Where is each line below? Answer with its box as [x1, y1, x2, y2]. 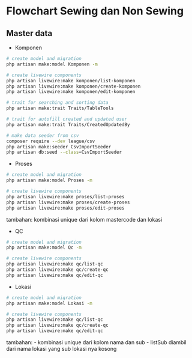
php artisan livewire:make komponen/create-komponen [6, 83, 141, 89]
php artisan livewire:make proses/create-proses [6, 199, 130, 205]
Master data [6, 28, 53, 38]
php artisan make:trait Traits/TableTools [6, 105, 114, 112]
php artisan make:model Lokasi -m [6, 300, 93, 306]
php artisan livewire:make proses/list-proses [6, 193, 125, 199]
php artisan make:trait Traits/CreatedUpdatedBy [6, 121, 130, 127]
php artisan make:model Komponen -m [6, 61, 98, 67]
